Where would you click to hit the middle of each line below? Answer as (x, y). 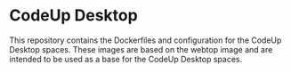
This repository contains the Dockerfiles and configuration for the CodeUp (145, 40)
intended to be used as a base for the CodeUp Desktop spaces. (126, 59)
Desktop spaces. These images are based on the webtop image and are (141, 49)
